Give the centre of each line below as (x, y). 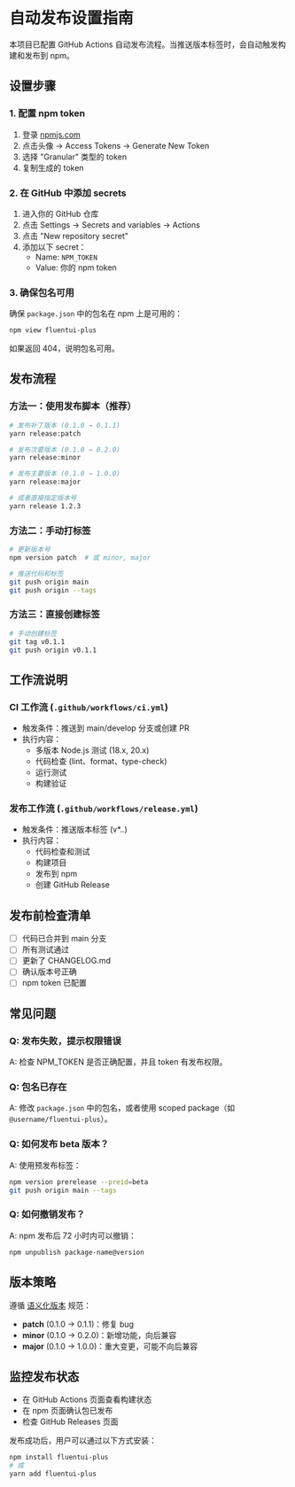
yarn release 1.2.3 (45, 506)
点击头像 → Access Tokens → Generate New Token (116, 145)
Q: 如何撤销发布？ (47, 1214)
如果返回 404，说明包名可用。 (64, 349)
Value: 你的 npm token (76, 267)
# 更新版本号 (30, 550)
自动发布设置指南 (72, 18)
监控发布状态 (44, 1377)
